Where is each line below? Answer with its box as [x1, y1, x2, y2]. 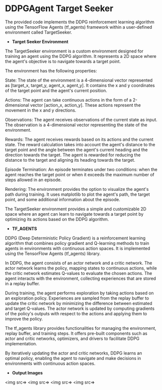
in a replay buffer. [5, 280, 40, 287]
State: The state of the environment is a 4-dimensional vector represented [5, 77, 153, 83]
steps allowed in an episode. [5, 177, 62, 183]
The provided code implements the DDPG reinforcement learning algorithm [5, 19, 155, 25]
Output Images [12, 370, 43, 375]
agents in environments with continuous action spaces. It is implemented [5, 245, 150, 251]
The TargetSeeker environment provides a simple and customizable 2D [5, 206, 147, 212]
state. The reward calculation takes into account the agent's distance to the [5, 141, 156, 147]
